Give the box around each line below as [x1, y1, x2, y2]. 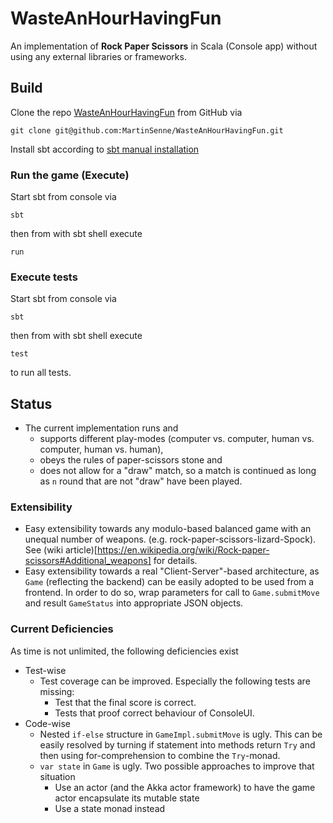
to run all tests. [10, 367, 72, 379]
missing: [39, 685, 75, 697]
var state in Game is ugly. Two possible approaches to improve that [39, 760, 315, 772]
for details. [153, 555, 198, 567]
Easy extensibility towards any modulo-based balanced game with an [24, 523, 312, 535]
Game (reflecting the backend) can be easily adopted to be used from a [24, 576, 315, 588]
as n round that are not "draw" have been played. [39, 475, 243, 487]
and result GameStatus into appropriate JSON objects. [24, 597, 244, 609]
